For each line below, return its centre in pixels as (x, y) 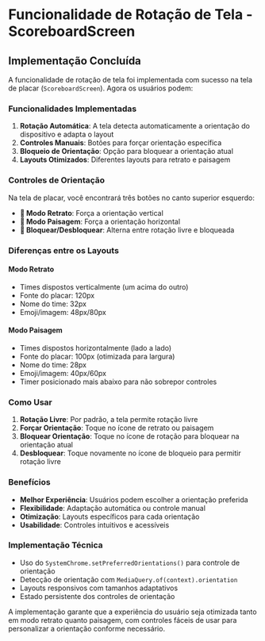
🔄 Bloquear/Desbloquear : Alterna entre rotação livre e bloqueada (127, 230)
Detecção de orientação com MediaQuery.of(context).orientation (129, 579)
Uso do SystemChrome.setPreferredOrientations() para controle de (130, 562)
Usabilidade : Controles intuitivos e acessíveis (94, 524)
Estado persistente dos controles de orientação (97, 596)
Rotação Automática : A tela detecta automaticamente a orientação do (134, 126)
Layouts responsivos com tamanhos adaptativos (99, 588)
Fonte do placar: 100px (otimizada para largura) (97, 356)
